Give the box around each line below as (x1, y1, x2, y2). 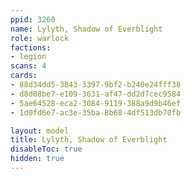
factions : (10, 42, 52, 53)
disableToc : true (10, 144, 83, 155)
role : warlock (10, 33, 70, 43)
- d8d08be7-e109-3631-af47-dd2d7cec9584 (10, 89, 182, 99)
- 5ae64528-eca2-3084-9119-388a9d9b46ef (10, 98, 182, 108)
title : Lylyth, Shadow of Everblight (10, 135, 168, 145)
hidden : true (10, 154, 65, 164)
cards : (10, 71, 38, 81)
